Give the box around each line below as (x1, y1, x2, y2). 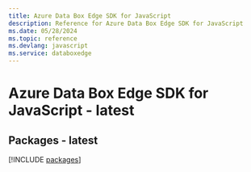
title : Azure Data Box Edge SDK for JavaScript (8, 11, 172, 20)
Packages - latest (8, 133, 98, 147)
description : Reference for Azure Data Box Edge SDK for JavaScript (8, 19, 244, 27)
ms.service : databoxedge (8, 49, 92, 57)
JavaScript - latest (8, 102, 135, 120)
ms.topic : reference (8, 34, 78, 43)
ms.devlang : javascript (8, 42, 89, 50)
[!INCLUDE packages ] (8, 155, 82, 164)
